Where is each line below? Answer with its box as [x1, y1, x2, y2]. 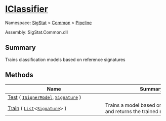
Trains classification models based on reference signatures [5, 57, 125, 62]
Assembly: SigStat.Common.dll [5, 29, 68, 35]
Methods [5, 71, 34, 79]
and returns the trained [105, 108, 159, 115]
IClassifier [5, 3, 48, 15]
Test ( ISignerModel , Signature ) [7, 93, 82, 100]
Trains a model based [105, 102, 156, 109]
